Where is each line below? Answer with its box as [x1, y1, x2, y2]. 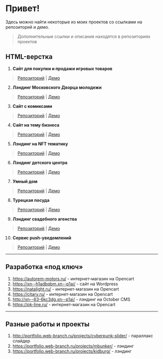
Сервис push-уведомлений [12, 235, 72, 241]
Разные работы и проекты [5, 320, 90, 328]
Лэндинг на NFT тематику [12, 141, 68, 147]
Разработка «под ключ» [5, 263, 83, 271]
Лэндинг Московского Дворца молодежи [12, 84, 102, 90]
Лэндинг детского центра [12, 160, 68, 165]
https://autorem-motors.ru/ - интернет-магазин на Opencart [12, 276, 134, 281]
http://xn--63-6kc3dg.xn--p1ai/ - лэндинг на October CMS [12, 296, 131, 302]
